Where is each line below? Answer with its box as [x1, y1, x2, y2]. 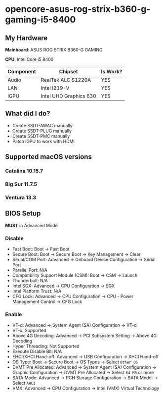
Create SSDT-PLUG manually [12, 128, 72, 134]
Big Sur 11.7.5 [5, 181, 38, 188]
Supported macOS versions [5, 152, 92, 161]
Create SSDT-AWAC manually [12, 122, 73, 128]
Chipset [59, 68, 78, 75]
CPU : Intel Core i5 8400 [5, 56, 54, 62]
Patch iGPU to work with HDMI [12, 138, 75, 144]
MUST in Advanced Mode [5, 222, 58, 228]
